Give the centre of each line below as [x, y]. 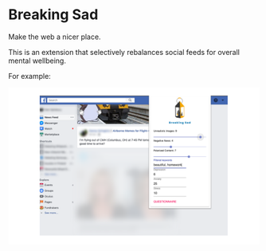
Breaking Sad [53, 15]
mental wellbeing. [37, 61]
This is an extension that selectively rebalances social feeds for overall [124, 52]
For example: [30, 76]
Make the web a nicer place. [55, 37]
